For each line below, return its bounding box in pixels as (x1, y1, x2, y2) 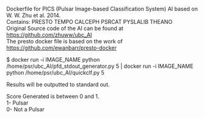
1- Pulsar (6, 99, 29, 106)
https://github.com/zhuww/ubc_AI (6, 31, 92, 39)
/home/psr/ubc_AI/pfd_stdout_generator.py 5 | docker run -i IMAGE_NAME (6, 62, 194, 70)
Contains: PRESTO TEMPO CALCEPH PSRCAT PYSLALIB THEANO (6, 18, 173, 25)
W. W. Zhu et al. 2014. (6, 12, 61, 19)
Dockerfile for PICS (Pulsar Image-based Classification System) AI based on (6, 6, 199, 12)
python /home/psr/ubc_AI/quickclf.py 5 (6, 69, 105, 76)
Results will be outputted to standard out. (6, 81, 110, 88)
